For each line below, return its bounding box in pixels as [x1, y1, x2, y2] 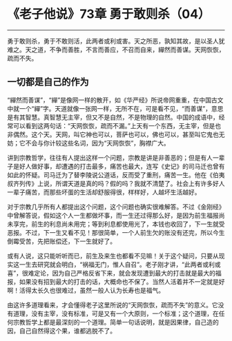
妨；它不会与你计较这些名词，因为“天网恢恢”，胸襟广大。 [7, 138, 171, 147]
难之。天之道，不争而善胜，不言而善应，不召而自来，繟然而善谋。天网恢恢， [7, 45, 225, 54]
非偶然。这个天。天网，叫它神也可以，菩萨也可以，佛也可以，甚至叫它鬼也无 [7, 130, 225, 138]
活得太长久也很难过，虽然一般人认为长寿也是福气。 [19, 286, 164, 294]
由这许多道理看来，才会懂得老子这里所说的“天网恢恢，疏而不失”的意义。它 [7, 300, 219, 309]
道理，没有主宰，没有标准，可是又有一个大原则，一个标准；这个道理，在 [12, 309, 219, 318]
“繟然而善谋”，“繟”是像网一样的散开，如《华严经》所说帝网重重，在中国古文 [7, 96, 224, 104]
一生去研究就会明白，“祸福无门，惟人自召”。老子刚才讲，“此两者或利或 [19, 260, 221, 269]
